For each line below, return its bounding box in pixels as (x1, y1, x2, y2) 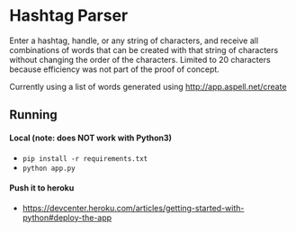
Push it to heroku (9, 183, 75, 193)
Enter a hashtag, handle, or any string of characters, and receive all (9, 35, 259, 46)
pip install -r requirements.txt (22, 154, 148, 163)
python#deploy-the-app (22, 212, 112, 223)
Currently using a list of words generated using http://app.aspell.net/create (9, 81, 287, 92)
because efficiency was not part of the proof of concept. (9, 64, 220, 75)
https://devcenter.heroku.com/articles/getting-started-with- (22, 202, 245, 213)
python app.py (22, 164, 76, 173)
